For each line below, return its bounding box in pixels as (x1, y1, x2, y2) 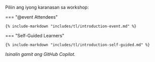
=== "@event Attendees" (5, 14, 58, 20)
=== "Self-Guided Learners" (5, 33, 65, 38)
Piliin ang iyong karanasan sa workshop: (5, 5, 89, 10)
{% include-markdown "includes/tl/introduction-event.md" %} (5, 24, 137, 29)
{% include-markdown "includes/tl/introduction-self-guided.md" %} (5, 42, 150, 47)
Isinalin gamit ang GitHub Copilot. (5, 51, 76, 57)
